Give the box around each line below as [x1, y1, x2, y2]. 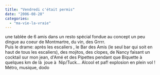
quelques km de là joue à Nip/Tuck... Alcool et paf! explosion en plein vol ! [5, 60, 156, 65]
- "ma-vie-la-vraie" [9, 20, 51, 26]
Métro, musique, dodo [5, 65, 50, 71]
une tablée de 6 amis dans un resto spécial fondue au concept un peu [5, 34, 145, 40]
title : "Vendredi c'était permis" [5, 7, 75, 12]
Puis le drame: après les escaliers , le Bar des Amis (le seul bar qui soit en [5, 44, 153, 50]
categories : [5, 16, 29, 21]
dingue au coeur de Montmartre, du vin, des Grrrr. [5, 39, 106, 45]
